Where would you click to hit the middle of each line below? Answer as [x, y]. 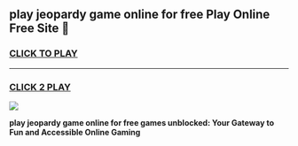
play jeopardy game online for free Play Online [140, 15]
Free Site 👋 [39, 29]
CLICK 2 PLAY [40, 87]
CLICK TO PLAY [43, 54]
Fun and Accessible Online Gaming [75, 132]
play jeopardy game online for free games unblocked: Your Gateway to [142, 122]
